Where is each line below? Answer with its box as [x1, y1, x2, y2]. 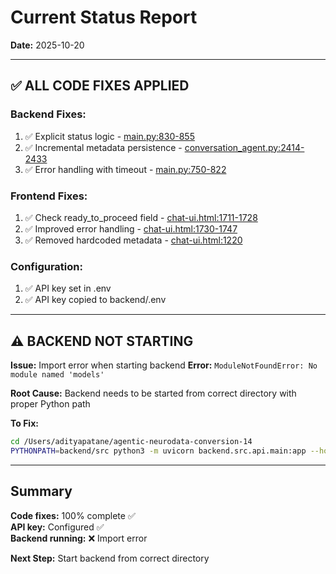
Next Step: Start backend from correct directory [10, 552, 210, 564]
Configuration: [10, 259, 83, 273]
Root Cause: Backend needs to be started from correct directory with [10, 387, 297, 400]
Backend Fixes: [10, 107, 87, 121]
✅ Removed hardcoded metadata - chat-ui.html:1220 [24, 234, 243, 246]
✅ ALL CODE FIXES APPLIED [10, 77, 190, 95]
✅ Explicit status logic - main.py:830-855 [24, 130, 195, 142]
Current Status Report [10, 6, 198, 29]
